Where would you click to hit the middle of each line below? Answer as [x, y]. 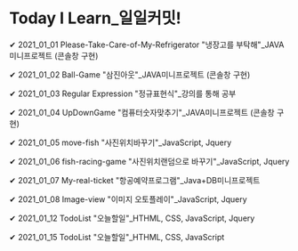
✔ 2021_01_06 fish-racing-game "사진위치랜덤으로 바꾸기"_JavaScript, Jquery [149, 161]
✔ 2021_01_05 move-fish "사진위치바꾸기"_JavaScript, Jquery [121, 142]
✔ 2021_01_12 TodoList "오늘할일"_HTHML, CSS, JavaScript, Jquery [132, 218]
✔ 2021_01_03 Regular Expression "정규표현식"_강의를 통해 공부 [123, 93]
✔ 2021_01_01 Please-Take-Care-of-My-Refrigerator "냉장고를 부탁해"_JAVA [147, 45]
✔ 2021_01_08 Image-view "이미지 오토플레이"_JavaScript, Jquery [128, 199]
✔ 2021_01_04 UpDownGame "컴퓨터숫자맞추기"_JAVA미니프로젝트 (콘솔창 [142, 112]
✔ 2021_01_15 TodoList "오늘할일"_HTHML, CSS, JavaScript [117, 237]
